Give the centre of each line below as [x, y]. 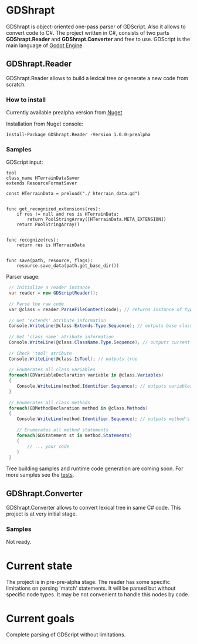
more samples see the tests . [40, 475]
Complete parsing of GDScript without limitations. [66, 635]
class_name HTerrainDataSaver [43, 178]
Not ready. [19, 542]
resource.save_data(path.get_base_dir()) [68, 266]
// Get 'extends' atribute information [57, 321]
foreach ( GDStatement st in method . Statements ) [74, 435]
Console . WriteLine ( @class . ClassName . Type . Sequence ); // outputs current [99, 342]
